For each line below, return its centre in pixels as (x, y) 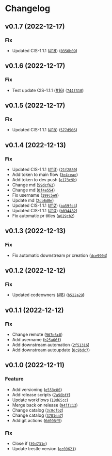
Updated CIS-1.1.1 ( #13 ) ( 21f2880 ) (45, 169)
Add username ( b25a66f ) (37, 339)
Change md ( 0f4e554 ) (33, 190)
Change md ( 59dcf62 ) (33, 185)
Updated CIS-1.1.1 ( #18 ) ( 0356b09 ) (45, 50)
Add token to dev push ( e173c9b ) (44, 179)
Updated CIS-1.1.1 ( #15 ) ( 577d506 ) (45, 130)
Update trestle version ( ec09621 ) (44, 448)
